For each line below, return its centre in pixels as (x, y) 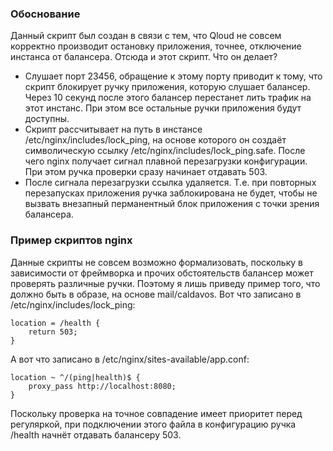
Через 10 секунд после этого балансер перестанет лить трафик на (168, 98)
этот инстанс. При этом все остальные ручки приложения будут (163, 108)
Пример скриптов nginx (71, 240)
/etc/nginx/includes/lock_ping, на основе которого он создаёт (155, 140)
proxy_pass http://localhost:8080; (102, 386)
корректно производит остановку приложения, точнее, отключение (156, 46)
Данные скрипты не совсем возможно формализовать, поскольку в (156, 262)
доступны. (47, 119)
